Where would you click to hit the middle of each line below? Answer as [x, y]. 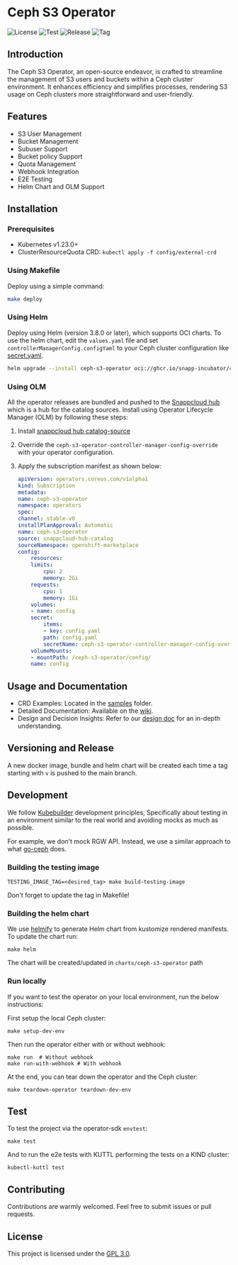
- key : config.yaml [72, 631]
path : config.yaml [70, 637]
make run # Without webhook [50, 1057]
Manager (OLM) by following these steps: [68, 417]
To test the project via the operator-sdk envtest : [77, 1129]
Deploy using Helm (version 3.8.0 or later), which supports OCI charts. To [114, 333]
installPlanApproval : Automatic [65, 526]
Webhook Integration [48, 171]
